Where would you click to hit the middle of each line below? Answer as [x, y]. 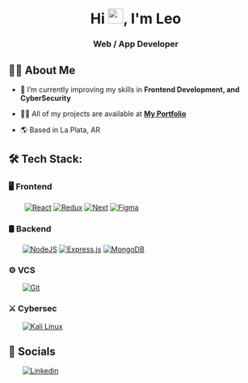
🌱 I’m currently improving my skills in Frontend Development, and [130, 90]
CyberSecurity [45, 98]
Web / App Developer [136, 44]
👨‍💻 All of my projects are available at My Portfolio [103, 114]
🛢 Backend [30, 228]
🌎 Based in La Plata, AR [60, 130]
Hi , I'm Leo [136, 19]
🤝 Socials [32, 351]
